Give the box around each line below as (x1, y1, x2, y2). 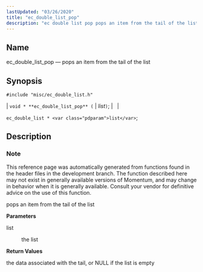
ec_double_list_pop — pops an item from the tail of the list (6, 59, 151, 66)
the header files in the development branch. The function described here (6, 169, 187, 177)
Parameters (6, 212, 36, 220)
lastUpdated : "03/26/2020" (6, 8, 74, 15)
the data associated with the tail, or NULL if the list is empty (6, 259, 155, 266)
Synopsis (6, 76, 42, 86)
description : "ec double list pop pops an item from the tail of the (6, 20, 185, 26)
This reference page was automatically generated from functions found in (6, 163, 190, 171)
